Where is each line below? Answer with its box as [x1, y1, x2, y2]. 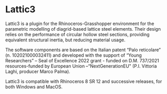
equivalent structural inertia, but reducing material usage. [5, 37, 126, 43]
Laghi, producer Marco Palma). [5, 68, 70, 75]
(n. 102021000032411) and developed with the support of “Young [5, 52, 142, 58]
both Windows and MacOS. [5, 83, 63, 90]
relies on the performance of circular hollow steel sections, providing [5, 31, 150, 37]
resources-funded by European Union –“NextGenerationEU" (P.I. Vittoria [5, 63, 157, 69]
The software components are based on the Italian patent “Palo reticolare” [5, 46, 161, 53]
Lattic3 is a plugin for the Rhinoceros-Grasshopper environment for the [5, 20, 154, 27]
